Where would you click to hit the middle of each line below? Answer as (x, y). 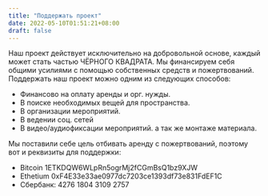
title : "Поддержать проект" (55, 16)
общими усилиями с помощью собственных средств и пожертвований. (131, 70)
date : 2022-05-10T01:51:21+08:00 (64, 23)
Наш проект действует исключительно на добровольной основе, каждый (134, 54)
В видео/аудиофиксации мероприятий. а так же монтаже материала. (138, 128)
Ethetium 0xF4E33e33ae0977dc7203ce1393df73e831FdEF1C (121, 176)
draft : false (30, 30)
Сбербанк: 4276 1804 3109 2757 (74, 185)
